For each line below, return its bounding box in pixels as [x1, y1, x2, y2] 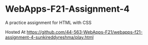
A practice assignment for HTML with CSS [5, 20, 92, 25]
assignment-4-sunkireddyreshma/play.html [5, 34, 94, 40]
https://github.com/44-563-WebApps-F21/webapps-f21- [26, 29, 143, 35]
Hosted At [5, 29, 26, 35]
